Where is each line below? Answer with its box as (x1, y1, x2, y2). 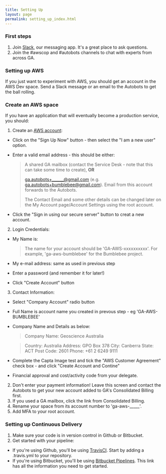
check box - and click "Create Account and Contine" (12, 363, 120, 369)
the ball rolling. (5, 89, 36, 95)
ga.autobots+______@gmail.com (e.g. (24, 177, 100, 183)
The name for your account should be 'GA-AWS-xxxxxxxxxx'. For (24, 246, 158, 252)
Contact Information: (12, 289, 55, 295)
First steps (5, 33, 31, 40)
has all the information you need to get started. (12, 463, 108, 469)
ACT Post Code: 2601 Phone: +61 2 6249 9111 (24, 348, 118, 354)
